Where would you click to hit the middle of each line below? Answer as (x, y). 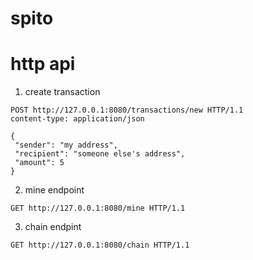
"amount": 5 (39, 163)
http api (43, 64)
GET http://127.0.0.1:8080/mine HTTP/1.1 (98, 208)
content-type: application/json (77, 119)
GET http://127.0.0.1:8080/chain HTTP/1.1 (100, 245)
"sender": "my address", (66, 145)
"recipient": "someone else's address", (100, 154)
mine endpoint (54, 190)
